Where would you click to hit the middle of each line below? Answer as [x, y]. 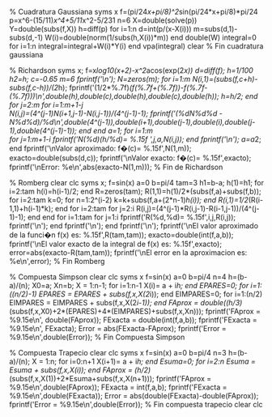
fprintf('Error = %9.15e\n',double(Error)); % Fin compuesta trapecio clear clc [136, 404]
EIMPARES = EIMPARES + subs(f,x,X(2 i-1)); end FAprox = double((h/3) [126, 302]
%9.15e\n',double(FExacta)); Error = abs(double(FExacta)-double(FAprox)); [134, 396]
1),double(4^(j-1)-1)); [43, 130]
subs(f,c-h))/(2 [34, 87]
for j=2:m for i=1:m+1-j [46, 105]
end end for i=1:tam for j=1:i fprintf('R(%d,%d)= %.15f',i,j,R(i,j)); [132, 217]
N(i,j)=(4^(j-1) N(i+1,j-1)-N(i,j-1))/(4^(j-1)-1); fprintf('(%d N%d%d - [116, 113]
